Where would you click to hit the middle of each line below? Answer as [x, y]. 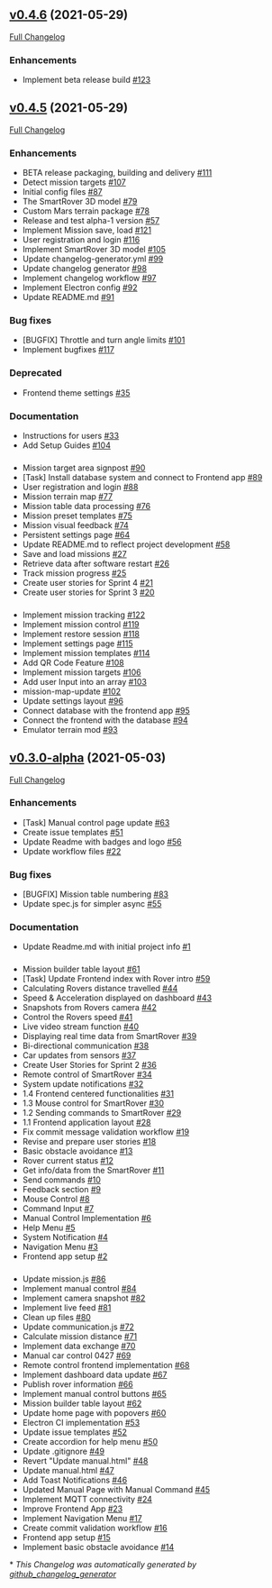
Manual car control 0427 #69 [77, 1355]
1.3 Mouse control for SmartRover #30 [93, 1103]
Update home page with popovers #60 [94, 1413]
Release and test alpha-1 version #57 [91, 221]
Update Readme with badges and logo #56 [102, 842]
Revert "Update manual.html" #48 [85, 1461]
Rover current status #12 [68, 1161]
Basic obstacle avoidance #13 [77, 1151]
